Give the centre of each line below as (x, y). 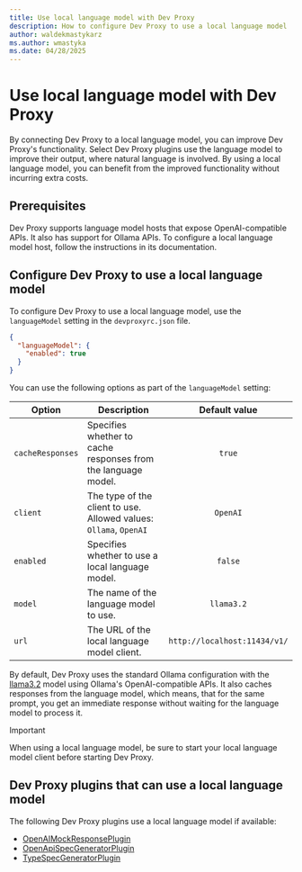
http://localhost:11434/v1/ (228, 641)
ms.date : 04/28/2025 (48, 51)
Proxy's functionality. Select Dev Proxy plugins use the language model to (146, 149)
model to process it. (46, 713)
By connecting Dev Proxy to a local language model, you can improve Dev (146, 139)
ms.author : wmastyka (48, 43)
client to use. (114, 508)
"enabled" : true (56, 354)
